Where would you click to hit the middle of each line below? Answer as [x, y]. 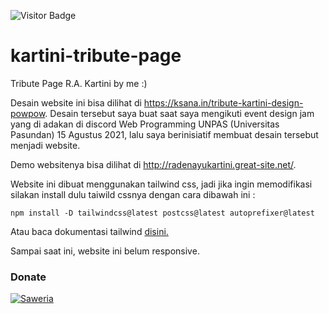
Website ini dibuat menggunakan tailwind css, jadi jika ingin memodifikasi [161, 184]
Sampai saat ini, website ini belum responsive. [105, 251]
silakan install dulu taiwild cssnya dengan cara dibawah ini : [133, 194]
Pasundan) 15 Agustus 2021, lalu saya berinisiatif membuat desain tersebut [164, 134]
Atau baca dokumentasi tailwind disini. [89, 231]
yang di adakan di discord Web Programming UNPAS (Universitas [145, 124]
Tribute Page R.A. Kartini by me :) [79, 83]
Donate [28, 277]
